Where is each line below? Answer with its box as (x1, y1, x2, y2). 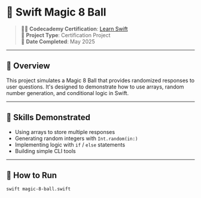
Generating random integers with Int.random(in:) (14, 135, 138, 142)
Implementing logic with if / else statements (14, 141, 126, 148)
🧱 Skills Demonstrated (6, 112, 91, 123)
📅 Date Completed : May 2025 (20, 38, 95, 45)
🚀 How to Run (6, 170, 57, 180)
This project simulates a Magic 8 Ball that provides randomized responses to (6, 77, 195, 84)
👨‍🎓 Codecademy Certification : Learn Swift (20, 25, 128, 32)
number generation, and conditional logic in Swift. (6, 89, 129, 96)
